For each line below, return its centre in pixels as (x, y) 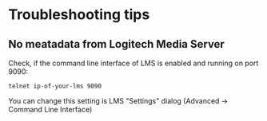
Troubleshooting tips (79, 15)
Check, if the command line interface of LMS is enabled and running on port (133, 63)
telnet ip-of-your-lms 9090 (55, 86)
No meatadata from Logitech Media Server (117, 44)
